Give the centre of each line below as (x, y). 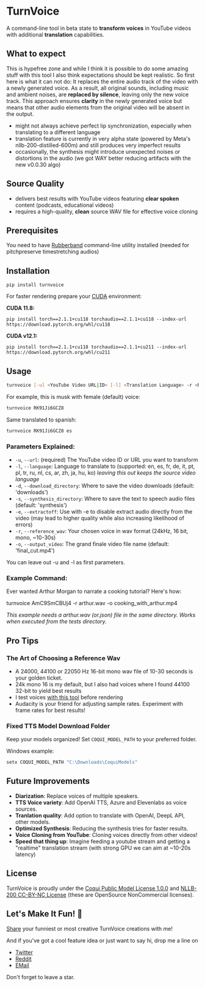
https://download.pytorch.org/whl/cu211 (59, 353)
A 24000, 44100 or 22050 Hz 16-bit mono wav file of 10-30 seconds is (104, 671)
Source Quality (35, 184)
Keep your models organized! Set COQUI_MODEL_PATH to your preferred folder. (102, 739)
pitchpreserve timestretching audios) (53, 252)
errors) (24, 524)
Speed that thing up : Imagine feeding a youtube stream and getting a (103, 841)
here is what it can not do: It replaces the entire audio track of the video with (102, 81)
